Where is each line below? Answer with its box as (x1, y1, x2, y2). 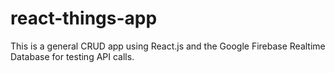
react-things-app (10, 7, 158, 30)
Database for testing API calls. (10, 50, 135, 62)
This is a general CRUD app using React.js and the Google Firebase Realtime (10, 40, 326, 52)
